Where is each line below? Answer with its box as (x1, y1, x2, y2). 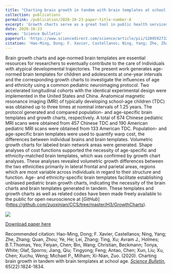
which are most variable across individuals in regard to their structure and (5, 169, 161, 175)
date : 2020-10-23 (5, 27, 42, 32)
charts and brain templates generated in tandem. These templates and (5, 185, 154, 191)
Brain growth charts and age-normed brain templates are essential (5, 55, 146, 61)
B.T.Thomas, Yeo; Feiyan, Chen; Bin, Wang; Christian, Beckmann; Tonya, (5, 241, 158, 248)
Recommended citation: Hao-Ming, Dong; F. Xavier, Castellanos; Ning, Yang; (5, 231, 166, 237)
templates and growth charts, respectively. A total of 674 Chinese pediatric (5, 115, 163, 121)
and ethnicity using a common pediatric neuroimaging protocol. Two (5, 82, 149, 88)
